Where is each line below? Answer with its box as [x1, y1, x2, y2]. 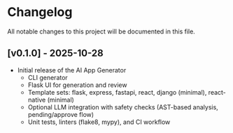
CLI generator [27, 73, 68, 81]
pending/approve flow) [27, 110, 94, 118]
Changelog [7, 4, 73, 20]
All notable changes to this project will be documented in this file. [7, 27, 196, 36]
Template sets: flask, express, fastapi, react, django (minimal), [27, 88, 207, 96]
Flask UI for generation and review [27, 81, 127, 89]
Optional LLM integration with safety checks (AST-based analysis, [27, 102, 218, 111]
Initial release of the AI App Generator [17, 65, 127, 74]
